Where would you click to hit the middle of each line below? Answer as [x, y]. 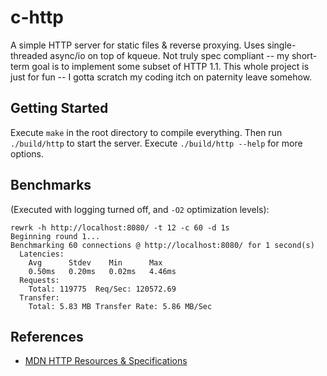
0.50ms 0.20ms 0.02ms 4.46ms [102, 271]
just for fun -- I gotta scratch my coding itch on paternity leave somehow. [161, 77]
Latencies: [42, 254]
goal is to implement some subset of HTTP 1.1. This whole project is [170, 66]
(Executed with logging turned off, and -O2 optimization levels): [140, 209]
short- [304, 55]
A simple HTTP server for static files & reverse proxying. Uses [137, 45]
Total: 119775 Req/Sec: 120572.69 [102, 289]
